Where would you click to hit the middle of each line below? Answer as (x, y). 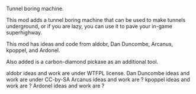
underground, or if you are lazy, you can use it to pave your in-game (89, 26)
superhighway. (24, 33)
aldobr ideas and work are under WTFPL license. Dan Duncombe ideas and (98, 73)
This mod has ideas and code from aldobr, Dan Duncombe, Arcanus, (90, 44)
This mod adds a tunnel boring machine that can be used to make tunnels (96, 20)
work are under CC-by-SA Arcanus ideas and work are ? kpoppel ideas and (98, 80)
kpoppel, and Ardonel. (33, 50)
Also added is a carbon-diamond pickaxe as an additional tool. (82, 62)
